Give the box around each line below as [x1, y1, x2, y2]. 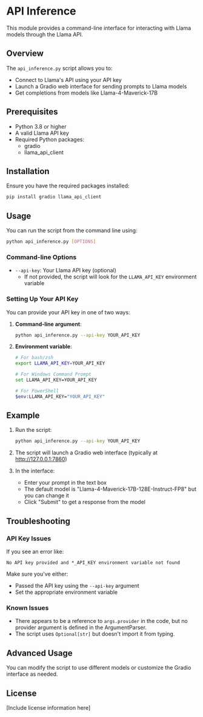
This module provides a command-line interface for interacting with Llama [6, 24, 191, 32]
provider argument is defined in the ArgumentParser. [15, 624, 147, 631]
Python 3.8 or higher [15, 123, 67, 130]
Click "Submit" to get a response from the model [24, 499, 145, 506]
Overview [6, 49, 44, 59]
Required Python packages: [15, 135, 85, 143]
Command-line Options [6, 253, 77, 261]
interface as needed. [6, 670, 58, 678]
